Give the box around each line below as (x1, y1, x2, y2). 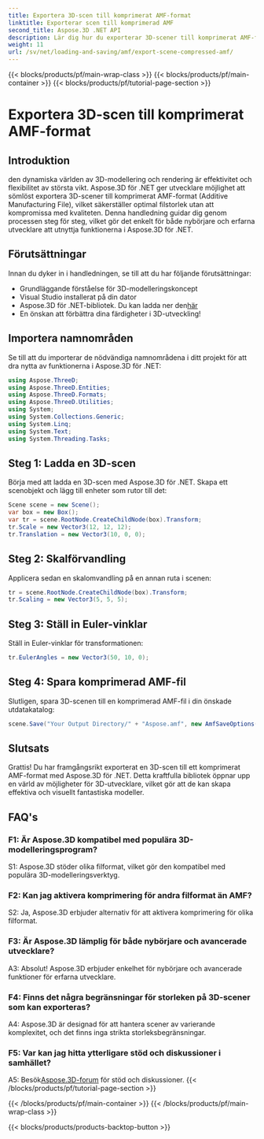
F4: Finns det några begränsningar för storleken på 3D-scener (8, 992, 251, 1003)
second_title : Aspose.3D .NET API (8, 26, 122, 34)
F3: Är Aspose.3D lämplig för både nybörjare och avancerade (8, 936, 247, 947)
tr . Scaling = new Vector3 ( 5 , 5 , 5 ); (8, 595, 128, 603)
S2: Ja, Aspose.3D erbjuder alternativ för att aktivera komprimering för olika (8, 907, 254, 918)
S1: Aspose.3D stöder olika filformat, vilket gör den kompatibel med (8, 862, 226, 871)
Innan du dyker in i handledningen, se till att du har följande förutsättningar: (8, 269, 251, 278)
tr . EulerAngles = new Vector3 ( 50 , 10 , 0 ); (8, 654, 149, 662)
